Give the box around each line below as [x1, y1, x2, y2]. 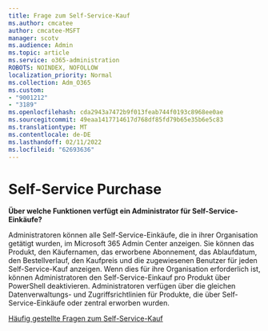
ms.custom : [8, 86, 45, 94]
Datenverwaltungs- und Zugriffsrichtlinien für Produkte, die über [8, 289, 221, 300]
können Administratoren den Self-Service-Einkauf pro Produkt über [8, 273, 230, 282]
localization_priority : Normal [8, 71, 113, 79]
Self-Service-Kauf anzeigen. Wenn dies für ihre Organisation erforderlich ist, [8, 265, 261, 274]
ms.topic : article [8, 49, 70, 57]
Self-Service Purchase [8, 180, 162, 198]
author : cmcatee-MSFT [8, 26, 81, 34]
